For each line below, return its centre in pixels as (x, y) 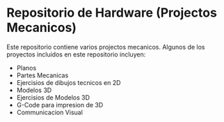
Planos (26, 68)
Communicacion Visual (49, 112)
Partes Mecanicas (42, 75)
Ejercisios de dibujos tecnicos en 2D (69, 82)
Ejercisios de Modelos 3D (53, 97)
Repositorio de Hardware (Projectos (112, 13)
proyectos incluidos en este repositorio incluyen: (76, 54)
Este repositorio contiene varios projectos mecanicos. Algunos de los (106, 47)
